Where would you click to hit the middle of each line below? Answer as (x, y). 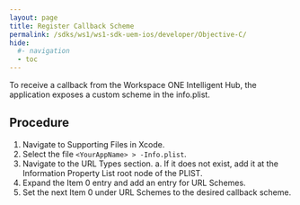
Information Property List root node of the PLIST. (112, 173)
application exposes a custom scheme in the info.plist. (110, 94)
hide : (19, 43)
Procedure (40, 123)
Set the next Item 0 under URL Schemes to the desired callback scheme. (157, 192)
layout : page (34, 18)
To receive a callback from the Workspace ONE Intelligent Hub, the (133, 85)
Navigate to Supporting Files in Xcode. (93, 144)
